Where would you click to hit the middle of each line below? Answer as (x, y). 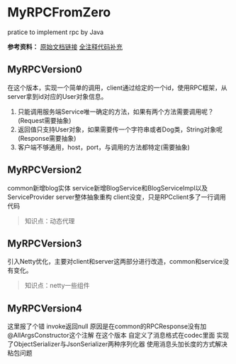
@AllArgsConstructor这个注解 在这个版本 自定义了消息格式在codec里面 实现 (118, 336)
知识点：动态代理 (50, 220)
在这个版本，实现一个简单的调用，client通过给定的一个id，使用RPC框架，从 (117, 87)
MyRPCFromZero (59, 12)
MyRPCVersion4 (45, 308)
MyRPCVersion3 (45, 243)
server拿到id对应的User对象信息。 (57, 96)
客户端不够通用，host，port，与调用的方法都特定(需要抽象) (103, 147)
